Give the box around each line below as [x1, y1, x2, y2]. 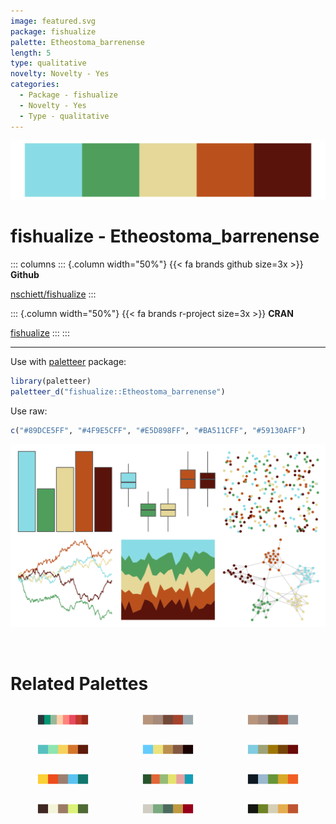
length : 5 [10, 48, 52, 58]
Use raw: [10, 405, 48, 417]
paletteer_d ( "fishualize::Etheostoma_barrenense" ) [10, 386, 226, 397]
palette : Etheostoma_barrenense [10, 37, 145, 47]
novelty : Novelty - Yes [10, 69, 110, 79]
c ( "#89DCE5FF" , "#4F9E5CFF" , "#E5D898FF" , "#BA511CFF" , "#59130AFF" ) [10, 425, 307, 435]
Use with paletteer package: [10, 355, 127, 367]
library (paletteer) [10, 376, 92, 386]
